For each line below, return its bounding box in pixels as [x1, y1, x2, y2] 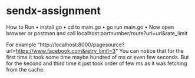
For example [6, 41, 37, 48]
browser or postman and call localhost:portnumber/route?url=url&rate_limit [6, 29, 188, 36]
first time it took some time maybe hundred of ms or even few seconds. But [6, 53, 189, 60]
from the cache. [6, 66, 45, 73]
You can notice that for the [119, 47, 184, 54]
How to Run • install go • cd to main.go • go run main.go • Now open [6, 23, 174, 30]
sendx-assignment [6, 4, 101, 18]
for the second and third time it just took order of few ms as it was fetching [6, 60, 187, 67]
